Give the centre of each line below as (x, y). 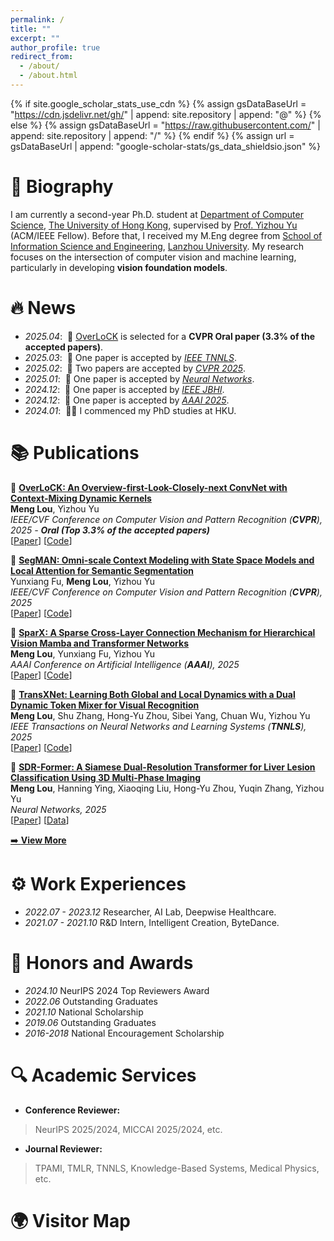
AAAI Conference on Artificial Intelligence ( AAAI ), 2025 (125, 664)
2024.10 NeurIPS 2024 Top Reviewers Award (117, 990)
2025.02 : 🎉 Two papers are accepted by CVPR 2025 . (135, 368)
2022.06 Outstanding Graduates (91, 1001)
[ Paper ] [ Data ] (40, 820)
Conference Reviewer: (72, 1110)
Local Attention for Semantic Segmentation (102, 570)
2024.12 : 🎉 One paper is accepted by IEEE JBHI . (124, 389)
